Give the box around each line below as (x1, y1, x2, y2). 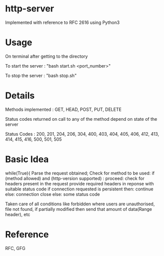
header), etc (5, 211, 31, 217)
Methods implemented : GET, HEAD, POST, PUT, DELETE (5, 106, 122, 112)
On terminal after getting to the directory (5, 53, 88, 59)
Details (5, 90, 35, 101)
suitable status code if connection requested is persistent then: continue (5, 186, 154, 192)
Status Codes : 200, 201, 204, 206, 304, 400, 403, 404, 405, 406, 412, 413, (5, 131, 160, 137)
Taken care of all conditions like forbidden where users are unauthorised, (5, 201, 155, 207)
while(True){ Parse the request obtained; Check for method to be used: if (5, 170, 155, 176)
